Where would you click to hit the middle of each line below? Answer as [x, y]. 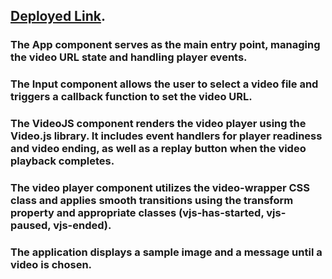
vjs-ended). [82, 226]
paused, [31, 226]
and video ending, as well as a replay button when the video [158, 149]
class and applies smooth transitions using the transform [152, 201]
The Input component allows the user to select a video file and [164, 84]
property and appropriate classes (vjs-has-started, [137, 213]
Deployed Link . [58, 16]
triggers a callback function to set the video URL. [131, 97]
